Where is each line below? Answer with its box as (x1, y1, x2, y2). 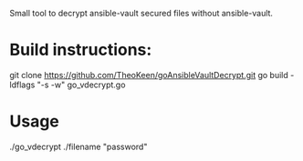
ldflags (9, 79, 36, 90)
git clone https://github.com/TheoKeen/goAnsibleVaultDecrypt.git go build (9, 69, 289, 80)
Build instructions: (9, 40, 152, 60)
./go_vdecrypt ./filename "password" (9, 141, 148, 152)
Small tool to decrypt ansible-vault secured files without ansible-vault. (9, 8, 274, 18)
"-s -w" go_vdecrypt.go (37, 79, 126, 90)
